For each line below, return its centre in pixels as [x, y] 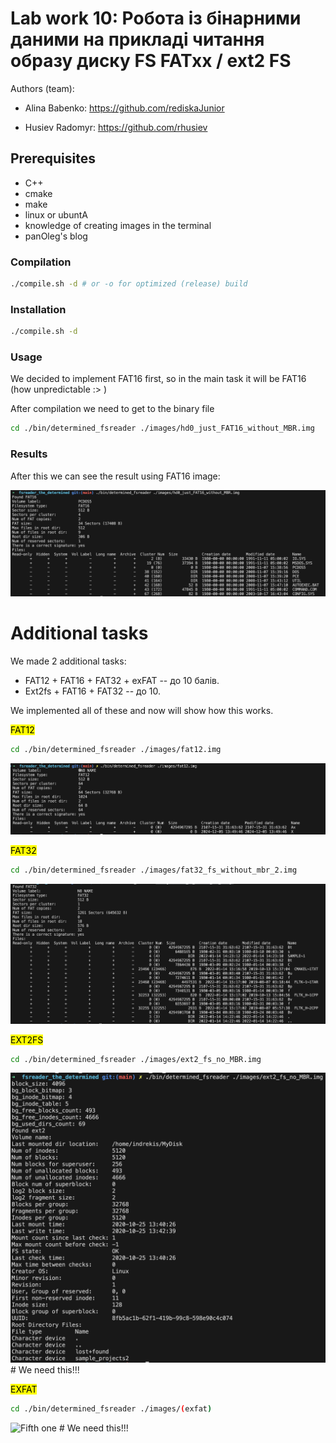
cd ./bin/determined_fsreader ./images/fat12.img [116, 749]
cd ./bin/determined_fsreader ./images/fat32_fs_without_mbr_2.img [154, 870]
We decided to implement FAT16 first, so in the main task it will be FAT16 [158, 379]
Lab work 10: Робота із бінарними [156, 18]
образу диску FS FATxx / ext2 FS [151, 61]
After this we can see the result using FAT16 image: [115, 476]
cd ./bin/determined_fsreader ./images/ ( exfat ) [111, 1409]
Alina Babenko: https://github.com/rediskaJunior [124, 108]
